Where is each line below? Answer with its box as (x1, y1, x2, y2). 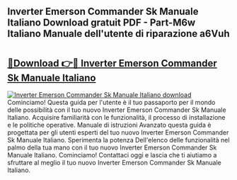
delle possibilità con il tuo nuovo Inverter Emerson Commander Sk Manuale (7, 106, 226, 114)
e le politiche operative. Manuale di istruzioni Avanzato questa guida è (7, 120, 212, 129)
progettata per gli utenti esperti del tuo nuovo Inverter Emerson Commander (7, 128, 229, 137)
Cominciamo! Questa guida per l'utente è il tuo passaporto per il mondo (7, 99, 216, 106)
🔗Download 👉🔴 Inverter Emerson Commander (7, 57, 217, 69)
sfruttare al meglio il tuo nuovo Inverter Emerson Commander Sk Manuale (7, 159, 221, 167)
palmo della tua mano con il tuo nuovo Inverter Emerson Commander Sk (7, 143, 217, 152)
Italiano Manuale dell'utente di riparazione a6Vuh (7, 28, 230, 40)
